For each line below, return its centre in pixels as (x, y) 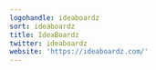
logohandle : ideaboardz (55, 18)
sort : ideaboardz (42, 26)
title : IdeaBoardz (44, 35)
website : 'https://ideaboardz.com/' (79, 52)
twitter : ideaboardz (49, 43)
